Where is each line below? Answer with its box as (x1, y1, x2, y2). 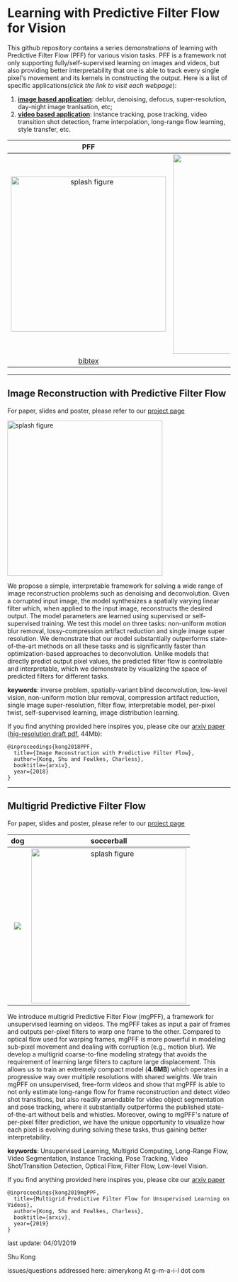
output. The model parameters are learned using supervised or (7, 611, 191, 620)
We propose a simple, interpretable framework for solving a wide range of (7, 581, 223, 590)
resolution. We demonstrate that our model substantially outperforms (7, 634, 209, 642)
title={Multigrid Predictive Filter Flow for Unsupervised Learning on (13, 1195, 230, 1203)
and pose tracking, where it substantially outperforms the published (7, 1103, 205, 1111)
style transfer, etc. (17, 125, 71, 133)
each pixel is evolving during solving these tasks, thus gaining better (7, 1125, 208, 1134)
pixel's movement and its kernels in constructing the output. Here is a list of (7, 73, 228, 82)
